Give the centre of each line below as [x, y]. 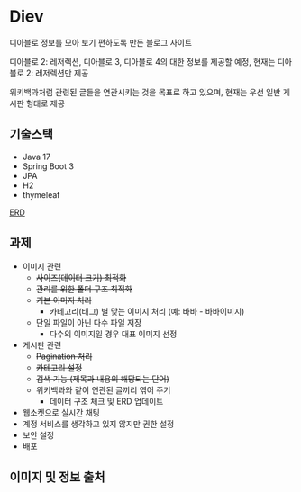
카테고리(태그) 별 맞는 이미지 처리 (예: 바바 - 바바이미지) [147, 311]
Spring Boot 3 [48, 166]
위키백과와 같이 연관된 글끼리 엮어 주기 [103, 389]
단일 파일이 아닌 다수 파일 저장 [89, 322]
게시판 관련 [42, 344]
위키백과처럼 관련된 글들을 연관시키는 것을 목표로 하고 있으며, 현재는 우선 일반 [145, 92]
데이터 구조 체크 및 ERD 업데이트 [106, 401]
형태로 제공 [46, 103]
